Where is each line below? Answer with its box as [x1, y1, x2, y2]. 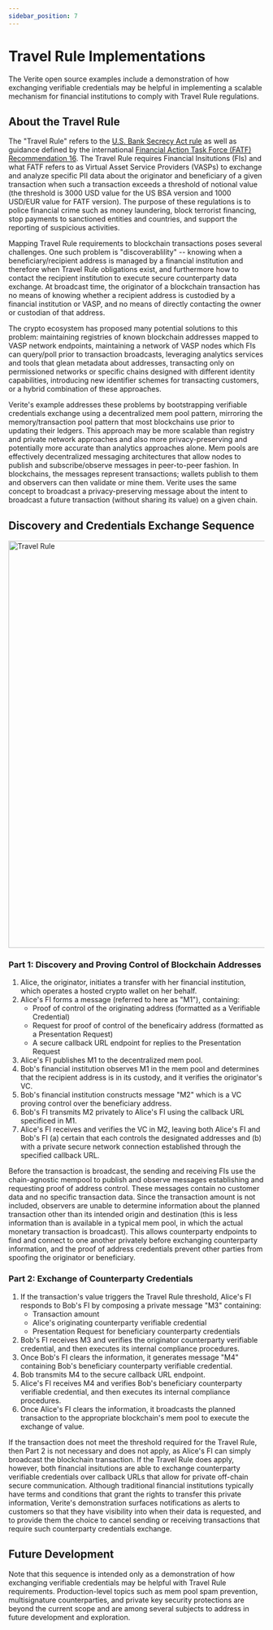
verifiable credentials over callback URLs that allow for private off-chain [8, 1471, 249, 1482]
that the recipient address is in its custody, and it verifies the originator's [19, 1072, 262, 1083]
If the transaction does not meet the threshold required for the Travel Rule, [8, 1437, 258, 1447]
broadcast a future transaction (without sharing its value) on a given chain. [8, 495, 258, 505]
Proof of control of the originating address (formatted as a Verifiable [32, 1003, 261, 1014]
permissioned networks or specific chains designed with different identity [8, 367, 255, 377]
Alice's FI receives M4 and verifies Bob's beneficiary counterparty [19, 1378, 242, 1388]
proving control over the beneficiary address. [19, 1098, 172, 1108]
